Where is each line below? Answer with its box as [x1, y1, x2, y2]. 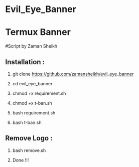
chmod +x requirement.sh [12, 90, 66, 96]
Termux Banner [5, 27, 71, 38]
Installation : [5, 58, 45, 66]
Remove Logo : [5, 134, 53, 142]
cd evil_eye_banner [12, 80, 53, 86]
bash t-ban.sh [12, 119, 42, 125]
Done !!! [12, 157, 29, 163]
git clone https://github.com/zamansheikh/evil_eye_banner [12, 71, 134, 77]
